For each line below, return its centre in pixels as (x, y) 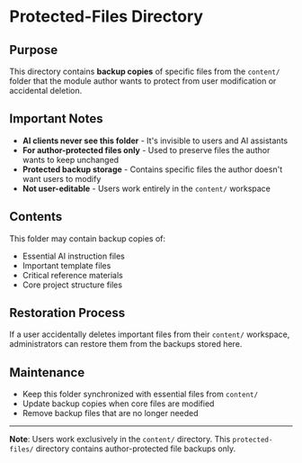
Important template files (67, 265)
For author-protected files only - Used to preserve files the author (146, 150)
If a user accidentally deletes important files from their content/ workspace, (150, 334)
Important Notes (56, 119)
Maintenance (47, 372)
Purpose (34, 50)
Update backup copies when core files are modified (118, 404)
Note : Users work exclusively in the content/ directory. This (120, 440)
